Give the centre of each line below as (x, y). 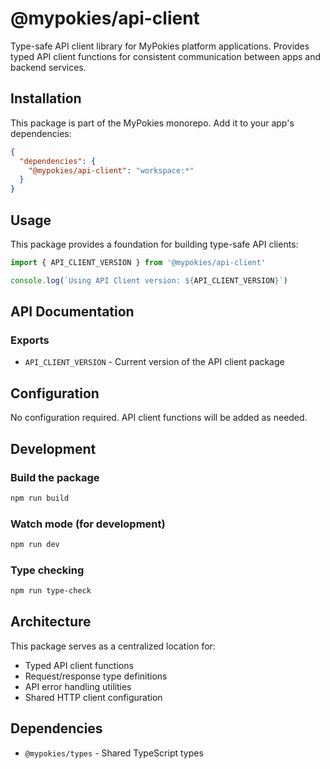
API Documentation (72, 312)
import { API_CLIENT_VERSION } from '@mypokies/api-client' (138, 262)
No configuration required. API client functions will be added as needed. (159, 418)
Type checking (47, 570)
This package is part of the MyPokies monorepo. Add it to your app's (152, 123)
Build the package (55, 477)
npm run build (40, 498)
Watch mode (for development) (88, 524)
